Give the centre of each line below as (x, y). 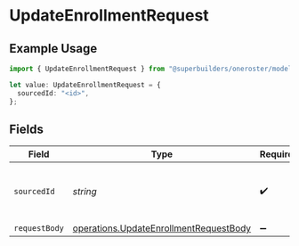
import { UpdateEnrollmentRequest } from (87, 69)
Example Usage (53, 49)
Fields (27, 129)
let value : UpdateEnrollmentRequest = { (85, 85)
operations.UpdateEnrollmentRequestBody (162, 228)
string (85, 192)
